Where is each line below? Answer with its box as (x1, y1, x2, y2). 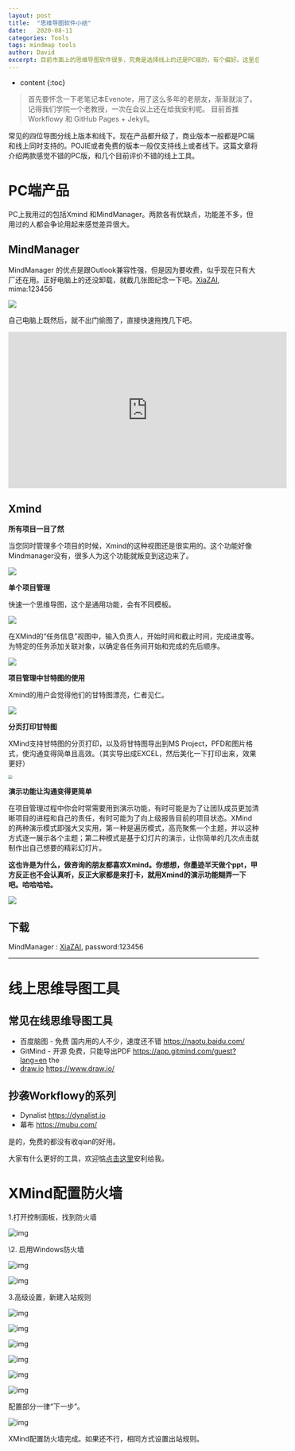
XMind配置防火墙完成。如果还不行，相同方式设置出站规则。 (8, 1434, 204, 1443)
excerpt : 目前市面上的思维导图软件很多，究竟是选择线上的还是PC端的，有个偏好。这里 (8, 56, 254, 64)
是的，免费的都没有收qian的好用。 (8, 1137, 121, 1146)
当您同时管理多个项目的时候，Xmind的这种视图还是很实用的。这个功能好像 (8, 541, 253, 551)
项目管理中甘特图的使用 (8, 673, 85, 683)
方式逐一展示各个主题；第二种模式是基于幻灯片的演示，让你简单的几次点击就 (8, 833, 259, 843)
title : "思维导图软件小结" (8, 19, 91, 27)
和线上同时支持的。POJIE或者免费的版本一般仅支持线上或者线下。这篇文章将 (8, 141, 258, 150)
